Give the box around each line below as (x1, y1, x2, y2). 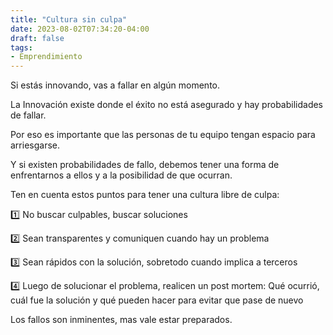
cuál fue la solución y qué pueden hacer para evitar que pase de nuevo (10, 294, 304, 306)
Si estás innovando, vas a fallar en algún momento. (10, 79, 221, 91)
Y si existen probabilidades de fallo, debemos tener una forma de (10, 159, 280, 171)
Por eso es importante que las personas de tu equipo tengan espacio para (10, 129, 316, 141)
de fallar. (10, 109, 47, 121)
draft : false (10, 33, 65, 43)
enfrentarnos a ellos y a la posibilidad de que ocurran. (10, 169, 233, 181)
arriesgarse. (10, 139, 61, 151)
